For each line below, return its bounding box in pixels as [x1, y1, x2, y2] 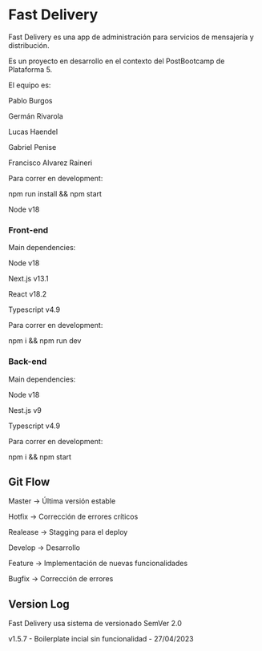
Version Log [8, 597, 70, 611]
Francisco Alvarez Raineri [8, 158, 93, 168]
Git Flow [8, 475, 50, 488]
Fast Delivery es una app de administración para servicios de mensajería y [8, 32, 254, 42]
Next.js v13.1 [8, 274, 50, 284]
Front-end [8, 224, 49, 236]
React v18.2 [8, 289, 46, 299]
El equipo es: [8, 80, 51, 90]
